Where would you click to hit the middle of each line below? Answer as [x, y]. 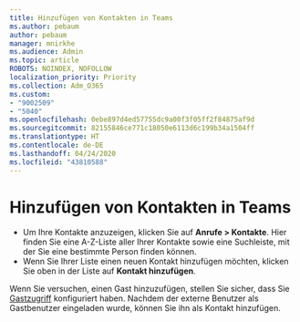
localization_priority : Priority [73, 78]
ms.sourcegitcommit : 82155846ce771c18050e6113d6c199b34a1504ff [132, 129]
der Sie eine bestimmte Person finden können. [110, 252]
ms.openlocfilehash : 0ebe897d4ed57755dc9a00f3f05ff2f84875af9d [132, 119]
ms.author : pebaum [44, 26]
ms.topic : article [44, 60]
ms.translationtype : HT [55, 137]
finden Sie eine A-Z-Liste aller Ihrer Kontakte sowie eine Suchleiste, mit [156, 242]
